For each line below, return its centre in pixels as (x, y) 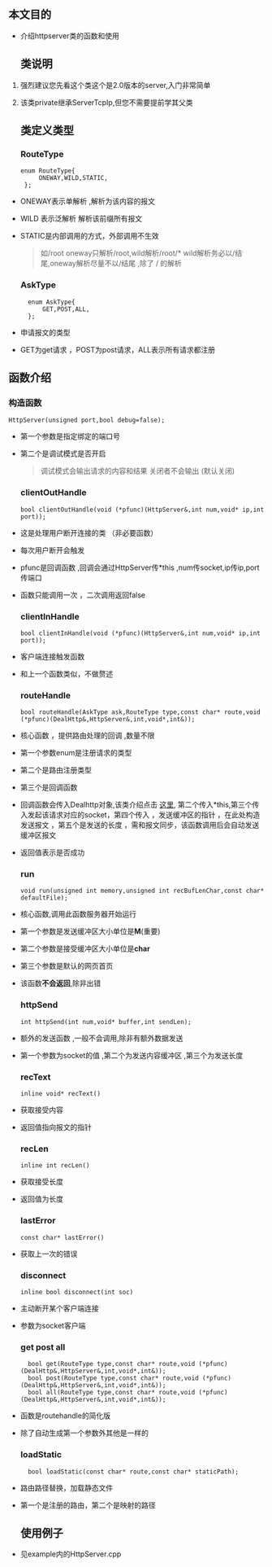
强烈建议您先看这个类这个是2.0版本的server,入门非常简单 (115, 85)
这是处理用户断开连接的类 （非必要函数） (89, 532)
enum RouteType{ (47, 171)
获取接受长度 (41, 1182)
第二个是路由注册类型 (56, 770)
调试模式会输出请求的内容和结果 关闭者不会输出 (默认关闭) (138, 471)
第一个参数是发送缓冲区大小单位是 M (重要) (90, 931)
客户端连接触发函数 (52, 656)
